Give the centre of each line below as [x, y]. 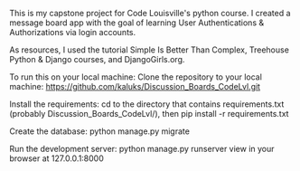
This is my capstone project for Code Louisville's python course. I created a [150, 13]
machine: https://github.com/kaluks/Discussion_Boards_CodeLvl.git [135, 86]
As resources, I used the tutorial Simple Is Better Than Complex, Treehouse [149, 50]
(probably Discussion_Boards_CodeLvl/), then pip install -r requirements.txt [149, 114]
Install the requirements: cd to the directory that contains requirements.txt [147, 104]
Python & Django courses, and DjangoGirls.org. [97, 59]
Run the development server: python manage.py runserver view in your [142, 149]
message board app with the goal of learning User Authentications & [137, 23]
